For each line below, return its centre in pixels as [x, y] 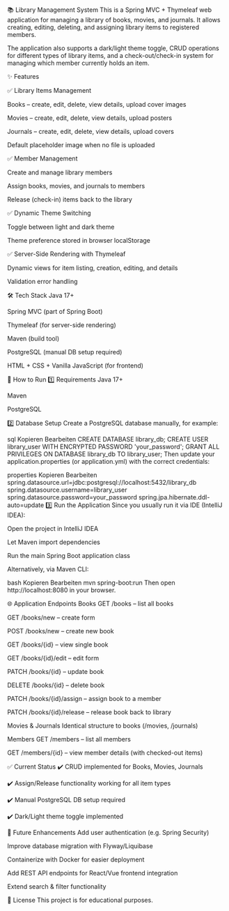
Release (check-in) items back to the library [70, 199]
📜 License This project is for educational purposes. [80, 900]
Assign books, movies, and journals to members [76, 186]
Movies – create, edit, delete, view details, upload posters [90, 118]
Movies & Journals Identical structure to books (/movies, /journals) [103, 725]
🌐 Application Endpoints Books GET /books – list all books [90, 603]
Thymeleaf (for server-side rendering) [62, 325]
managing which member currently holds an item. [78, 63]
